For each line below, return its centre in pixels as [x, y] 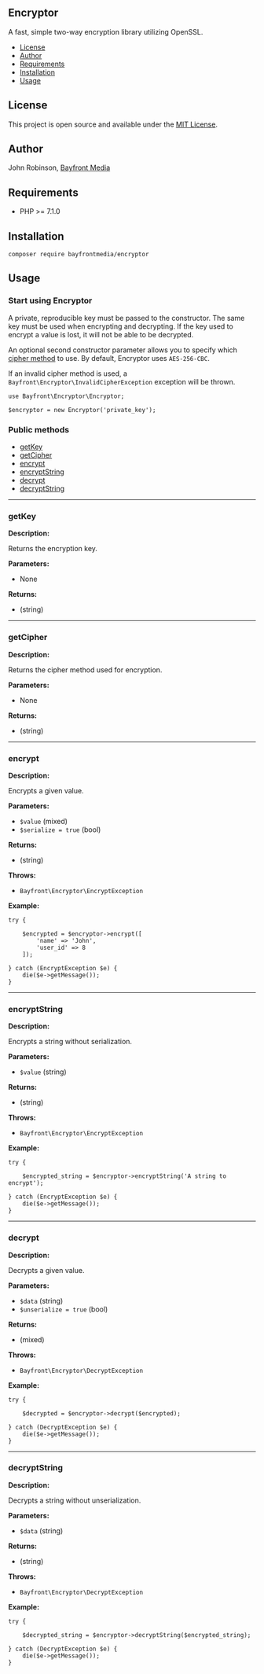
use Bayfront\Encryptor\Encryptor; [66, 396]
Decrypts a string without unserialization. [75, 1500]
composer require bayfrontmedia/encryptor [79, 255]
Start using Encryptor [50, 300]
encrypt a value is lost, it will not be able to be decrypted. [101, 334]
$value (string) [43, 1072]
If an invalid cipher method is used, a [68, 373]
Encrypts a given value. [46, 790]
